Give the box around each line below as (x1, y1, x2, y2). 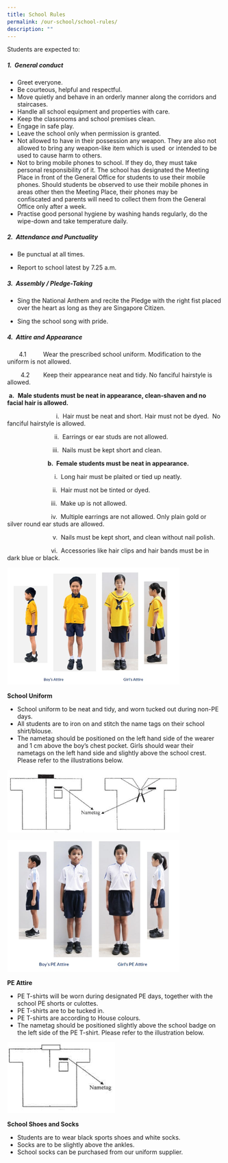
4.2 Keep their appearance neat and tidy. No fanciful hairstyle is (20, 371, 212, 379)
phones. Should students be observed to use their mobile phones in (16, 181, 209, 189)
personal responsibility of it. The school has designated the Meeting (16, 166, 210, 175)
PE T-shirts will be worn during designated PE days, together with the (16, 992, 214, 1000)
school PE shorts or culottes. (16, 999, 99, 1007)
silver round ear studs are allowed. (7, 520, 105, 529)
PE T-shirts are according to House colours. (16, 1014, 141, 1022)
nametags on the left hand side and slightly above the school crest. (16, 749, 207, 757)
